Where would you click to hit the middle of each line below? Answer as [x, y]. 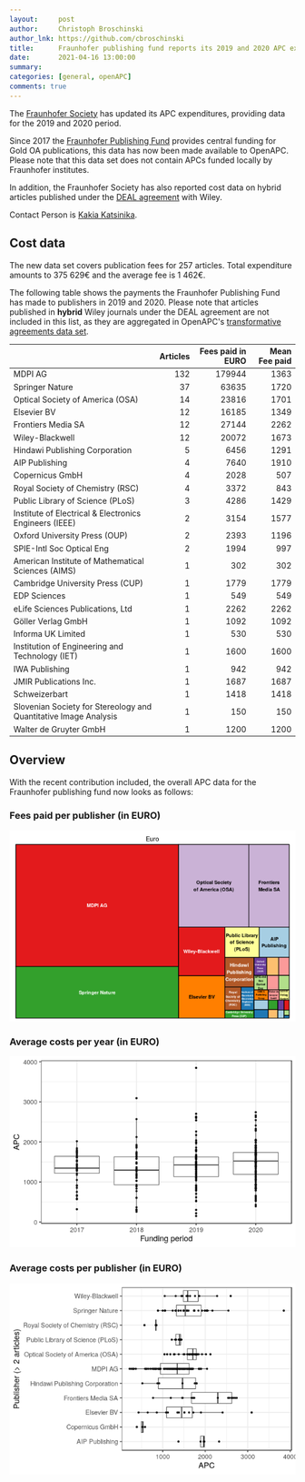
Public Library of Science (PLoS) [74, 500]
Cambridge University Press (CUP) [78, 583]
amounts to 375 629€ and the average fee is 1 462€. [108, 275]
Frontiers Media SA [49, 425]
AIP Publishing [40, 463]
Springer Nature [43, 387]
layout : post [42, 19]
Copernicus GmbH [48, 475]
